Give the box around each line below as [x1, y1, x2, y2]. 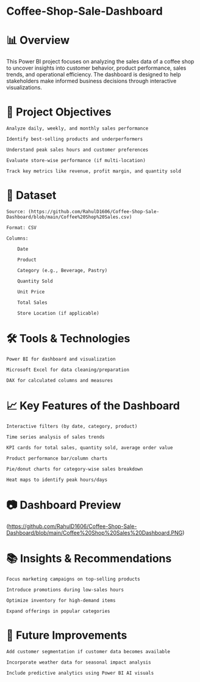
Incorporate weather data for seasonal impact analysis [6, 659, 151, 665]
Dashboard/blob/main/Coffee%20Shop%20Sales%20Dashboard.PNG [6, 529, 183, 536]
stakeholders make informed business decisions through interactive [6, 78, 177, 85]
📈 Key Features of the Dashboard [6, 399, 180, 413]
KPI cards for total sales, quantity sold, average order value [6, 444, 173, 450]
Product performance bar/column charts [6, 455, 108, 461]
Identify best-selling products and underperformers [6, 136, 143, 142]
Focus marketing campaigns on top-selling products [6, 576, 140, 582]
